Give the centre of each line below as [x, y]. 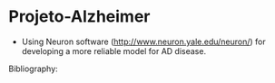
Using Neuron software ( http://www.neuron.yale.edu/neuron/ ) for [143, 41]
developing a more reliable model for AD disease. [113, 51]
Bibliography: [33, 69]
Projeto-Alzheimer [79, 17]
